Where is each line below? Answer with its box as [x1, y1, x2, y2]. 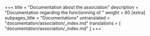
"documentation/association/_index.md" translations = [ [5, 20, 121, 26]
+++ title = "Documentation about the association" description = [5, 4, 139, 10]
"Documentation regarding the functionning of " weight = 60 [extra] [5, 9, 145, 15]
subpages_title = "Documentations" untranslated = [5, 15, 111, 20]
